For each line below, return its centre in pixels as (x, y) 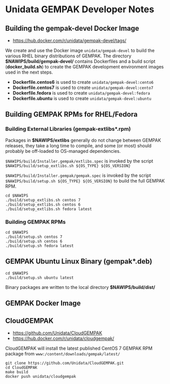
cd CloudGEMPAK (21, 368)
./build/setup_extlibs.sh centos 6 (43, 205)
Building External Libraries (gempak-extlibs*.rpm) (68, 129)
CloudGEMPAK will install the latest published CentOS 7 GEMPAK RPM (79, 348)
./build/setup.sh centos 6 (34, 241)
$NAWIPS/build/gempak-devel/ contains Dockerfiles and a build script (80, 61)
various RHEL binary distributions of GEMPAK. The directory (68, 56)
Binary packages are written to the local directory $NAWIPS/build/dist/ (80, 287)
